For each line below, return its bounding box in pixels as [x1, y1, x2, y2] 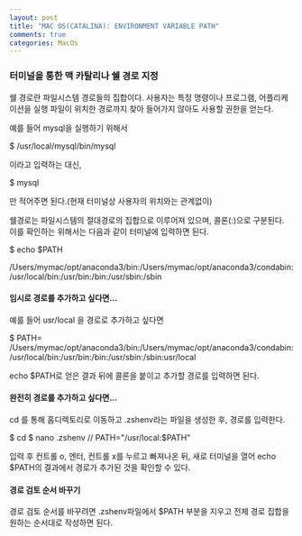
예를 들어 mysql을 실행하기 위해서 [9, 123, 128, 133]
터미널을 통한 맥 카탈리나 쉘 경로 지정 [9, 69, 160, 82]
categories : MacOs [9, 38, 78, 48]
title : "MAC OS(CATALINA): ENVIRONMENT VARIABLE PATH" [9, 22, 220, 31]
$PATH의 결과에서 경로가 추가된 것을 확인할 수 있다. [9, 461, 191, 473]
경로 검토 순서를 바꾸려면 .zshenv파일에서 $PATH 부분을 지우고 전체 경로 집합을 [9, 506, 290, 517]
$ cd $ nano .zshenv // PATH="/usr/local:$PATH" [9, 432, 191, 442]
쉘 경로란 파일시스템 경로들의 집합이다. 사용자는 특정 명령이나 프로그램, [9, 92, 257, 103]
